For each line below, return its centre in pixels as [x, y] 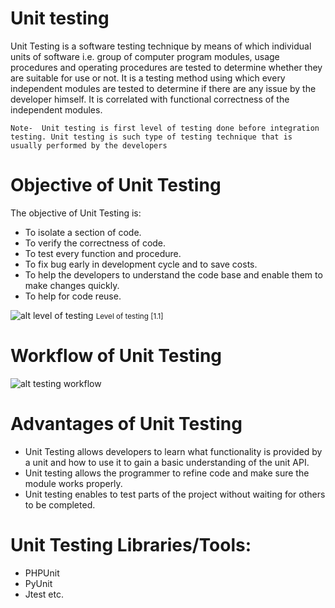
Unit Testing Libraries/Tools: [131, 544]
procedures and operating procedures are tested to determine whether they [166, 67]
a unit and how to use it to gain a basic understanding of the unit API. [167, 462]
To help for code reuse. [73, 296]
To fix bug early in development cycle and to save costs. [141, 264]
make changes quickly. [72, 285]
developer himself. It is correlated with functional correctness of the [150, 99]
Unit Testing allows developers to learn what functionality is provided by [173, 451]
